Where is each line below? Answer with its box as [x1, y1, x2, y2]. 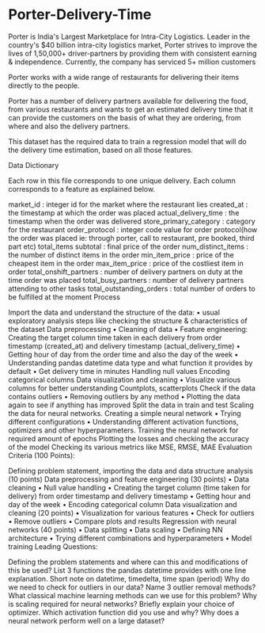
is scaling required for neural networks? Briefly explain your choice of [8, 599, 235, 608]
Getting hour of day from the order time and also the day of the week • [8, 349, 239, 359]
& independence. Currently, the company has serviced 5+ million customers [8, 57, 256, 67]
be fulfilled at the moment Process [8, 292, 121, 302]
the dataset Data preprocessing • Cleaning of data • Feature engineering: [8, 324, 248, 334]
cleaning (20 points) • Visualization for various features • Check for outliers [8, 508, 255, 517]
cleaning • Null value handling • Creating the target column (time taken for [8, 482, 251, 492]
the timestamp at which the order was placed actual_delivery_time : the [8, 208, 240, 217]
